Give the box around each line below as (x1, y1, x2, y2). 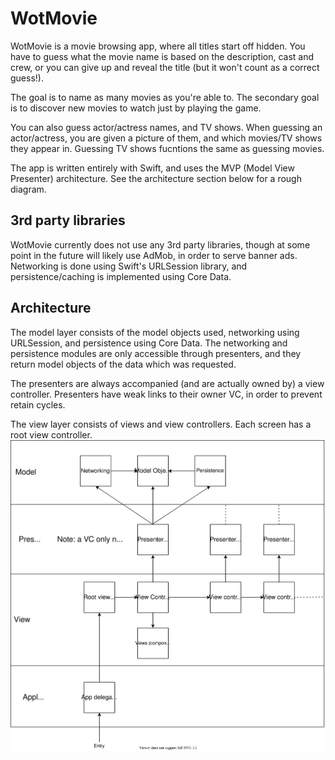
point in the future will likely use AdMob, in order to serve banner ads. (10, 249, 298, 261)
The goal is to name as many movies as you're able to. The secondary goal (10, 91, 320, 103)
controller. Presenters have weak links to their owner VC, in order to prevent (10, 388, 323, 400)
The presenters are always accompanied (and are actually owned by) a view (10, 377, 325, 389)
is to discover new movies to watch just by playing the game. (10, 102, 262, 114)
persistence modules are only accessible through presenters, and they (10, 347, 302, 359)
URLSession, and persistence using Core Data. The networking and (10, 337, 288, 349)
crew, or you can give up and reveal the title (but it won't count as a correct (10, 61, 320, 73)
